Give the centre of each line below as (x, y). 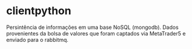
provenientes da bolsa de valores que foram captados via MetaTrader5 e (96, 33)
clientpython (39, 11)
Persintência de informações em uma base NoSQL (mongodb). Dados (92, 27)
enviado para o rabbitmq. (37, 40)
